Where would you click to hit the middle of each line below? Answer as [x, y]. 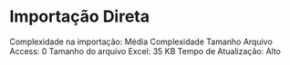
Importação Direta [80, 17]
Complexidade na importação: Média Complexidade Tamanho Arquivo [141, 42]
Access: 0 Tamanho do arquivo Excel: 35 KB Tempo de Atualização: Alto [145, 51]
